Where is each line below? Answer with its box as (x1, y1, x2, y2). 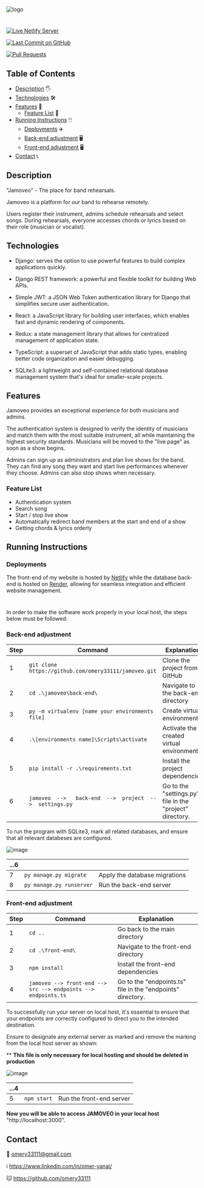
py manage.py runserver (24, 881, 93, 888)
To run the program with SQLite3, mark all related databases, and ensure (6, 827, 188, 835)
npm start (24, 1095, 53, 1102)
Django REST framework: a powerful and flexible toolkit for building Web (15, 275, 196, 283)
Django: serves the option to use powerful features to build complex (15, 256, 186, 264)
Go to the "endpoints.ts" (117, 978, 186, 986)
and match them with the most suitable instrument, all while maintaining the (6, 431, 195, 439)
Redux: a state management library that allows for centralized (15, 330, 169, 338)
